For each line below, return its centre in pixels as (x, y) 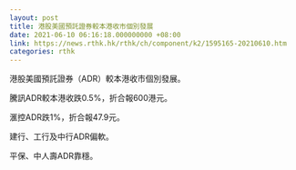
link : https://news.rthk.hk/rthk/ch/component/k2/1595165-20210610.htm (148, 43)
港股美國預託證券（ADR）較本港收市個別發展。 (97, 79)
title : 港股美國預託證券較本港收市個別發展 (82, 26)
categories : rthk (42, 52)
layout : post (34, 18)
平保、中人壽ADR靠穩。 (54, 156)
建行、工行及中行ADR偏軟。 (61, 136)
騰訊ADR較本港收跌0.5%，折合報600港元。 (91, 98)
